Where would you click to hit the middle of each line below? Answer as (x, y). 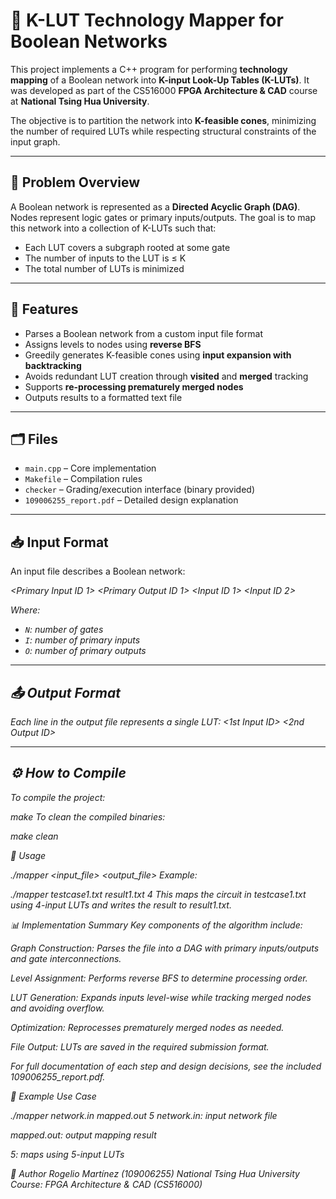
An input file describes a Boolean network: (98, 571)
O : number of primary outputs (85, 651)
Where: (25, 610)
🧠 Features (44, 309)
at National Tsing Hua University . (80, 101)
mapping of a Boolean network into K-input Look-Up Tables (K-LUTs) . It (160, 80)
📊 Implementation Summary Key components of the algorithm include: (156, 925)
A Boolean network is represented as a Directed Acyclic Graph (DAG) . (155, 206)
